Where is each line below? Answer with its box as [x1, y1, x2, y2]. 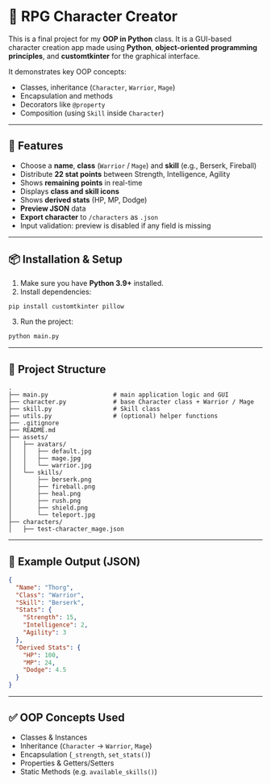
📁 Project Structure [8, 363, 106, 376]
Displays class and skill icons [19, 186, 119, 196]
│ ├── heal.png [8, 490, 81, 498]
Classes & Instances [19, 732, 88, 742]
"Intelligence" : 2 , [23, 621, 89, 629]
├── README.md [8, 426, 56, 434]
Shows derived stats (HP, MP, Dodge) [19, 195, 148, 204]
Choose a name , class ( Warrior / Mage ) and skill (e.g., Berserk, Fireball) [19, 161, 257, 170]
